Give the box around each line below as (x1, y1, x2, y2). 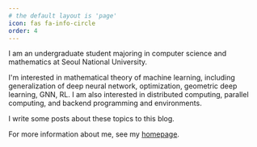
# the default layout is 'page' (8, 11, 117, 20)
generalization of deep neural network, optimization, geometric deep (8, 81, 238, 91)
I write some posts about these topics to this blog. (8, 114, 175, 124)
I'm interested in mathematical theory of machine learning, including (8, 73, 236, 83)
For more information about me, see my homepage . (8, 129, 180, 139)
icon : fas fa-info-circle (8, 19, 95, 27)
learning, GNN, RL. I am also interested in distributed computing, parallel (8, 90, 249, 100)
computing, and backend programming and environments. (8, 98, 202, 108)
